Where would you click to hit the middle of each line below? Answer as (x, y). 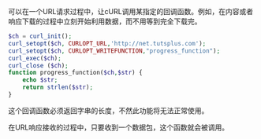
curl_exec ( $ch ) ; (35, 58)
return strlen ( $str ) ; (58, 88)
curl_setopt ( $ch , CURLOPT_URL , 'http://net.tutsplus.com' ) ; (107, 43)
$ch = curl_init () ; (40, 36)
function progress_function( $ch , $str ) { (76, 73)
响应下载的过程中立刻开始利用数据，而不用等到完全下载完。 (105, 21)
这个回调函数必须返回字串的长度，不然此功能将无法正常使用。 (108, 110)
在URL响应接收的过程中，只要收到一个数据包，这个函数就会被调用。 (119, 127)
